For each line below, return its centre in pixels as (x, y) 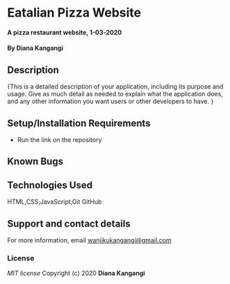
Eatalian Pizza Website (74, 13)
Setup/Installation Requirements (79, 123)
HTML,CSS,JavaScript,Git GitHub (55, 202)
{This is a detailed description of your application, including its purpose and (115, 87)
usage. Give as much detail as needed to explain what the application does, (115, 94)
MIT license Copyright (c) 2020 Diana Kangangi (76, 273)
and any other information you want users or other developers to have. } (110, 101)
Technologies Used (50, 185)
